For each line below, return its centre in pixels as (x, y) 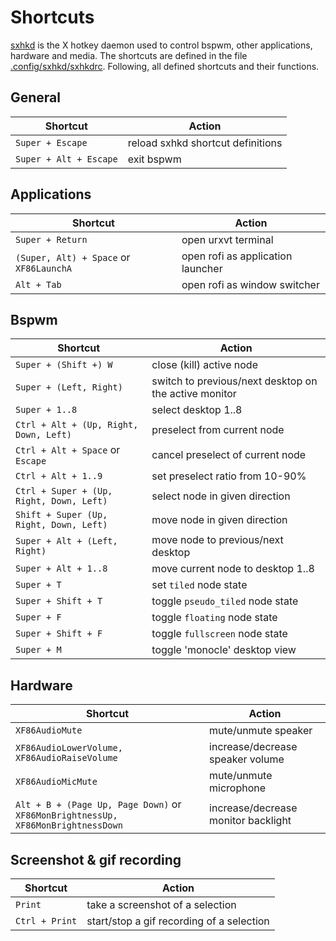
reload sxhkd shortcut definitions (205, 143)
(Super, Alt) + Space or (73, 257)
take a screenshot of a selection (161, 904)
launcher (202, 268)
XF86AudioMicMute (56, 782)
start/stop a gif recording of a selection (178, 921)
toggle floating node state (214, 618)
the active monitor (194, 394)
